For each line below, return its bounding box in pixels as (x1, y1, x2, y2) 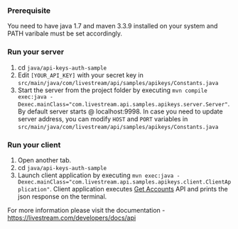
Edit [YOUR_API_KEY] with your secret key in (17, 70, 144, 79)
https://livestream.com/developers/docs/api (7, 213, 136, 222)
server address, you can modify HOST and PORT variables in (17, 114, 188, 123)
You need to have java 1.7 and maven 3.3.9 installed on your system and (7, 22, 218, 30)
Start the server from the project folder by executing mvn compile (17, 86, 207, 94)
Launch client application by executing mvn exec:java (17, 171, 174, 179)
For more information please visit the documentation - (7, 206, 166, 214)
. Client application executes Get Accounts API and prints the (49, 184, 229, 193)
